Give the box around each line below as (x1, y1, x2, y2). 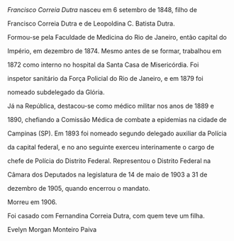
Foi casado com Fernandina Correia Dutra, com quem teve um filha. (7, 212, 205, 220)
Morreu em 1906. (7, 198, 57, 206)
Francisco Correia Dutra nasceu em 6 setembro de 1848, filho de (7, 6, 197, 13)
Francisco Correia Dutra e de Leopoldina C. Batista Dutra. (7, 19, 175, 28)
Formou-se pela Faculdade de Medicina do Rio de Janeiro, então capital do (7, 33, 227, 41)
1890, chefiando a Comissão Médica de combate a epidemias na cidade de (7, 116, 227, 123)
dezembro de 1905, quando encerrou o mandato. (7, 184, 150, 192)
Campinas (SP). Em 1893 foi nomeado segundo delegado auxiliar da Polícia (7, 129, 227, 138)
